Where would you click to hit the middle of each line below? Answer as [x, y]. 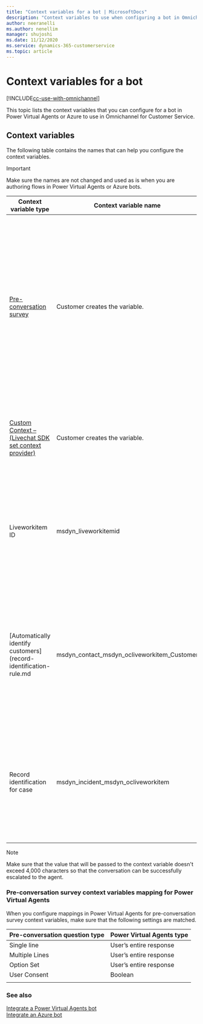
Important [18, 168]
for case [21, 789]
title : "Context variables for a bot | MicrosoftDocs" [77, 12]
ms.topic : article [29, 52]
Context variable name [127, 205]
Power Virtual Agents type [149, 935]
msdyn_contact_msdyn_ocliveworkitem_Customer [127, 655]
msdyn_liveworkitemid [88, 531]
